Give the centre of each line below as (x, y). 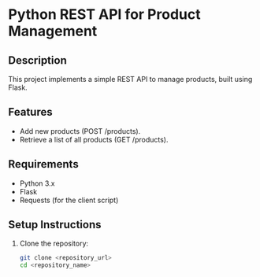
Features (30, 112)
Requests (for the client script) (69, 200)
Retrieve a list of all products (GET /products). (94, 139)
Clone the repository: (54, 244)
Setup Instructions (55, 225)
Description (37, 60)
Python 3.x (37, 183)
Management (53, 31)
